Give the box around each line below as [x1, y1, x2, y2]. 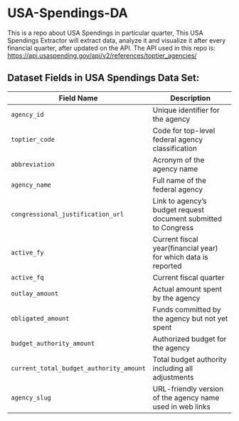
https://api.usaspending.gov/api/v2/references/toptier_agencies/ [7, 51, 197, 60]
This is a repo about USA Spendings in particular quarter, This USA [7, 28, 204, 37]
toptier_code [11, 135, 55, 143]
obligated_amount [11, 314, 70, 322]
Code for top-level [152, 125, 216, 135]
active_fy [11, 248, 44, 256]
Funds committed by [152, 304, 222, 314]
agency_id [11, 110, 44, 118]
